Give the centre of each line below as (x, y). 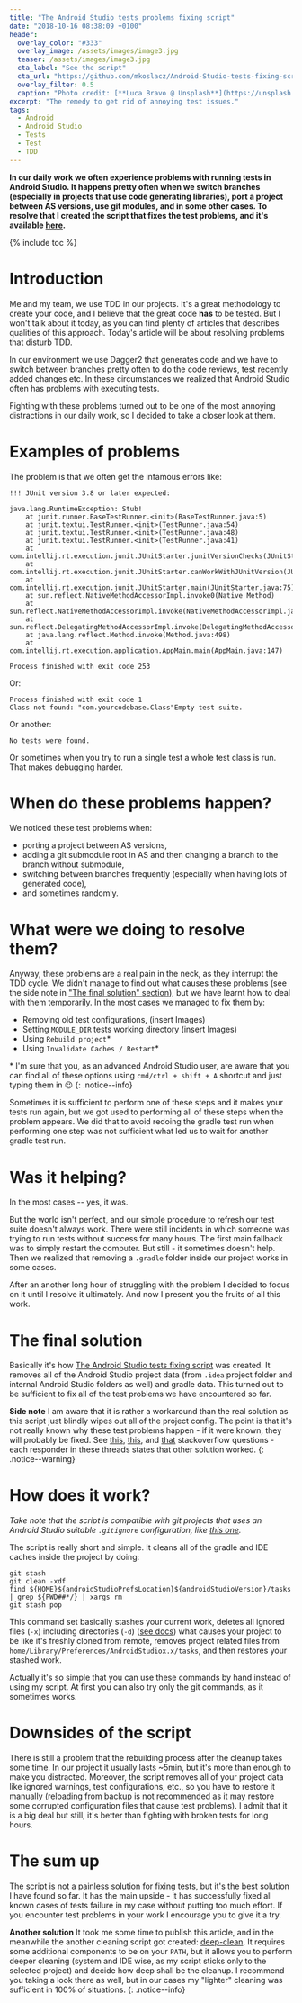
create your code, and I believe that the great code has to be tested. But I (145, 313)
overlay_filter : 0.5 (56, 85)
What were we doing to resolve (127, 929)
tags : (19, 110)
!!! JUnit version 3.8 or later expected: (90, 493)
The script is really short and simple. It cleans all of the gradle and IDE (139, 1547)
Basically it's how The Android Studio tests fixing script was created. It (140, 1366)
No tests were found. (50, 740)
